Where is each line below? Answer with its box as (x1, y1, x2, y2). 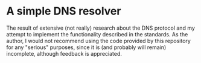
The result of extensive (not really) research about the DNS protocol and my (6, 24, 195, 31)
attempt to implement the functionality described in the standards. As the (6, 30, 188, 38)
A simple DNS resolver (6, 4, 121, 18)
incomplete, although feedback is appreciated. (6, 50, 123, 57)
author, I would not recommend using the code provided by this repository (6, 37, 191, 44)
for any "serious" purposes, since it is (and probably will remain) (6, 44, 167, 51)
